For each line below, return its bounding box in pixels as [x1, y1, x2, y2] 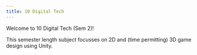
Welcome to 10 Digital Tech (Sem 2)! [6, 25, 94, 32]
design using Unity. [6, 42, 53, 49]
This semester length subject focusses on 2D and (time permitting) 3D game [6, 36, 192, 43]
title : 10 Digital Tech [6, 8, 65, 15]
